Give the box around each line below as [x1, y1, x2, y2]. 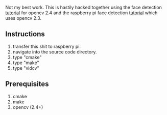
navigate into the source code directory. [12, 48, 97, 55]
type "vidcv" [12, 65, 39, 71]
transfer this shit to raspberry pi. [12, 43, 81, 49]
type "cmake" [12, 54, 42, 60]
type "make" [12, 60, 39, 66]
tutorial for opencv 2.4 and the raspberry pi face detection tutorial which [5, 10, 158, 16]
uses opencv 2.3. [5, 15, 42, 21]
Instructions [5, 30, 45, 39]
